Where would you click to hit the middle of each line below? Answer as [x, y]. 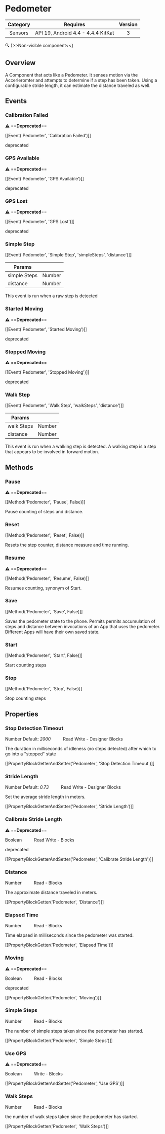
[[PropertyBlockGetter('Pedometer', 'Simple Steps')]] [59, 1040]
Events [16, 101]
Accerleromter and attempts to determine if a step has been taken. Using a [81, 80]
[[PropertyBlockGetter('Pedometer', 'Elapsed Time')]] [59, 945]
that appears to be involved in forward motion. [52, 452]
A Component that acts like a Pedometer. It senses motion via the [72, 75]
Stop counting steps [25, 698]
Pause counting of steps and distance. [44, 511]
